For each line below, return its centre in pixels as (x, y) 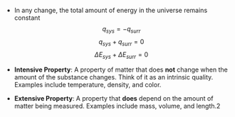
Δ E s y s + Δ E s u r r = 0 (121, 55)
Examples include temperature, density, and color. (88, 85)
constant (27, 18)
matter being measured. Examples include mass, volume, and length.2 (117, 106)
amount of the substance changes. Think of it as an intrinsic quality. (114, 77)
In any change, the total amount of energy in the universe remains (111, 10)
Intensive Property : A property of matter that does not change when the (121, 69)
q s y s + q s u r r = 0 (121, 42)
